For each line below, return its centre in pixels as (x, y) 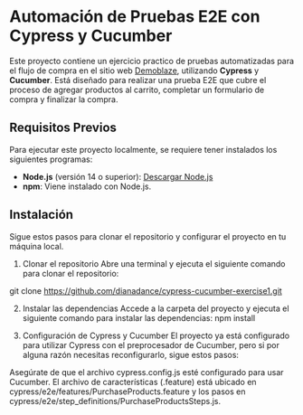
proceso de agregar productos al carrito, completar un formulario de (137, 90)
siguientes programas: (51, 159)
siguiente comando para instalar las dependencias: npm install (139, 317)
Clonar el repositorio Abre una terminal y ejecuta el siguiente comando (154, 263)
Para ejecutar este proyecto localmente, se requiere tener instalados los (143, 149)
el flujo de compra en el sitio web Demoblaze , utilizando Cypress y (134, 71)
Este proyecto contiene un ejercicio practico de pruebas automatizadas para (152, 61)
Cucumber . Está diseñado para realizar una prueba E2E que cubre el (138, 80)
